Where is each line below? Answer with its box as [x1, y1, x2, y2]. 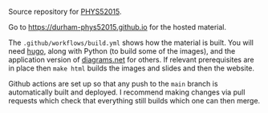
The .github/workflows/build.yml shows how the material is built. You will [8, 38, 254, 47]
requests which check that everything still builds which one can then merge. [8, 96, 261, 105]
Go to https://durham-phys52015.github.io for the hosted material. [8, 22, 227, 31]
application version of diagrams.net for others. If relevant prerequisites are [8, 55, 254, 64]
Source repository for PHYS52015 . [8, 7, 122, 16]
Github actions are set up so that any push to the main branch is [8, 79, 218, 88]
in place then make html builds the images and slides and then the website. [8, 63, 255, 73]
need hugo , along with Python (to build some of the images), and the [8, 46, 236, 55]
